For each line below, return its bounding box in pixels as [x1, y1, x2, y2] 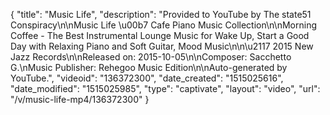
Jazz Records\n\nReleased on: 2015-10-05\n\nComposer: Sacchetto [10, 51, 292, 63]
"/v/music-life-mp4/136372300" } [10, 94, 150, 105]
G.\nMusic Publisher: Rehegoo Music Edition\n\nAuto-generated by [10, 62, 288, 73]
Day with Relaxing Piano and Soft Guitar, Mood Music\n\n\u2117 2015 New [10, 40, 314, 52]
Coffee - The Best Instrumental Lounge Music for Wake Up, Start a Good [10, 30, 310, 41]
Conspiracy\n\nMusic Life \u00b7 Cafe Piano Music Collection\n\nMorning [10, 19, 317, 31]
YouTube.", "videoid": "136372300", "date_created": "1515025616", [10, 72, 284, 84]
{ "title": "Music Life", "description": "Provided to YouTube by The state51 [10, 9, 312, 20]
